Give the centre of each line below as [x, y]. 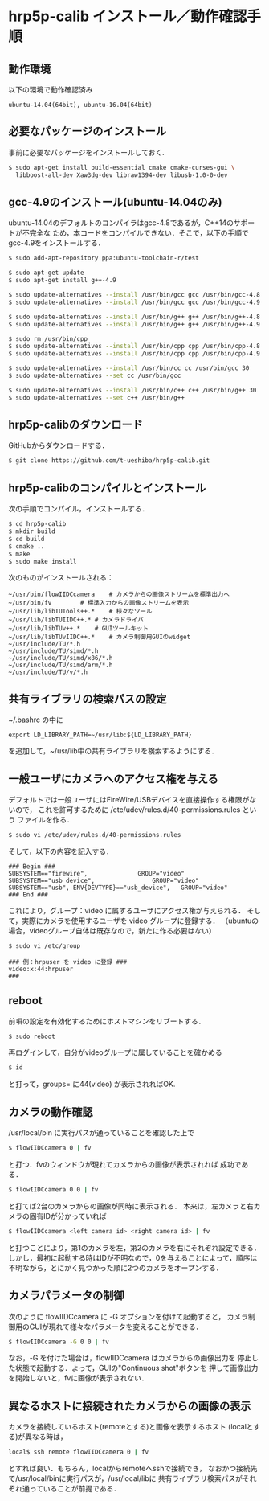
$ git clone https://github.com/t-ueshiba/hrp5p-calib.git [109, 461]
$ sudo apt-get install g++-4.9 [62, 281]
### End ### [28, 894]
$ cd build [26, 539]
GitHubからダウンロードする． [59, 445]
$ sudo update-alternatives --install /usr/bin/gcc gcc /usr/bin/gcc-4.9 [134, 302]
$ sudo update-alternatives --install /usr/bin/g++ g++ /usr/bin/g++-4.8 [134, 317]
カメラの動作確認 [51, 1111]
